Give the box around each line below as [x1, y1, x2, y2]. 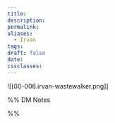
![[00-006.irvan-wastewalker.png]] [7, 82, 109, 90]
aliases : [7, 30, 33, 37]
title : [7, 10, 27, 18]
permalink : [7, 23, 40, 30]
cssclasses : [7, 63, 42, 70]
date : [7, 56, 23, 63]
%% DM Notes [7, 96, 51, 104]
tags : [7, 43, 23, 50]
